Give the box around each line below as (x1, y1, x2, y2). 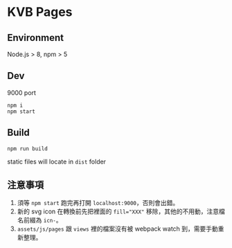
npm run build (7, 145, 48, 152)
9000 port (7, 88, 37, 97)
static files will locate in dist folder (7, 157, 106, 166)
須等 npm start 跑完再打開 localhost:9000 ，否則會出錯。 (17, 199, 179, 207)
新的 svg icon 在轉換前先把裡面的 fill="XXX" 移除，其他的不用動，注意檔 (17, 207, 225, 215)
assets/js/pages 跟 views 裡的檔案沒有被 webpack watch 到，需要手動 (17, 224, 218, 233)
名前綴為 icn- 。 (17, 216, 62, 224)
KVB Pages (7, 4, 73, 20)
